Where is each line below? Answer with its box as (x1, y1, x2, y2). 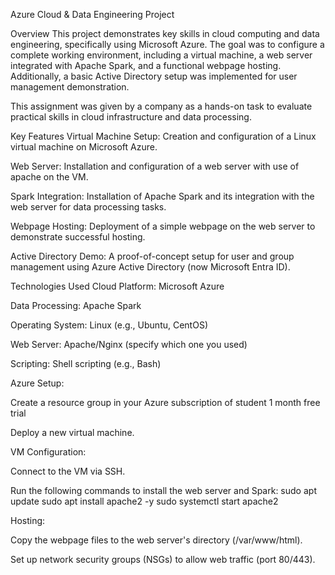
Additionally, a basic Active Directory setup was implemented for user (10, 70, 298, 82)
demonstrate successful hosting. (10, 231, 146, 243)
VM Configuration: (10, 446, 87, 458)
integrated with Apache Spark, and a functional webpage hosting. (10, 60, 282, 71)
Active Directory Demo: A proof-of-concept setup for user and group (10, 250, 295, 262)
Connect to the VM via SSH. (10, 465, 126, 477)
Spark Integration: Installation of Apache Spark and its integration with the (10, 190, 315, 202)
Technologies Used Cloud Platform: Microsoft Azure (10, 280, 225, 292)
